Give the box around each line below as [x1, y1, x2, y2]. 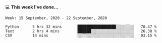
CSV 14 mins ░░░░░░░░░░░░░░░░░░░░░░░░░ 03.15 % [5, 33, 157, 38]
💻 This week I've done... [5, 4, 59, 10]
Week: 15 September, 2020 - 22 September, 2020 [5, 15, 107, 20]
